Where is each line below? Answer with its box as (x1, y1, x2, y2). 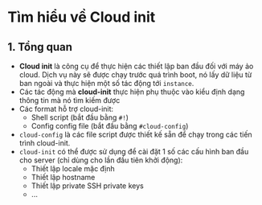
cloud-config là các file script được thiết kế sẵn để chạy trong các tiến (18, 129, 252, 139)
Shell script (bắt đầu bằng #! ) (31, 113, 129, 122)
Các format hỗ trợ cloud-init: (18, 105, 114, 113)
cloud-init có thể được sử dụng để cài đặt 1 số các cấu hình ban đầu (18, 147, 249, 156)
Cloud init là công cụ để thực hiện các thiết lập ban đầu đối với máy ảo (18, 61, 254, 71)
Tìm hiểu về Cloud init (7, 8, 156, 27)
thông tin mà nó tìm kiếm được (18, 96, 121, 105)
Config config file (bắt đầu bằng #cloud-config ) (31, 121, 189, 130)
